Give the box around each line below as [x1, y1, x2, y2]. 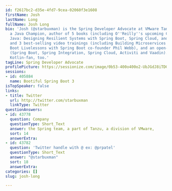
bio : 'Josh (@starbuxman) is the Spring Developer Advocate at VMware [5, 27, 159, 32]
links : [5, 88, 19, 93]
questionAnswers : [5, 107, 42, 112]
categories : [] [5, 169, 38, 174]
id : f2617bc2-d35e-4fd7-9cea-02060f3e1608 [5, 7, 97, 13]
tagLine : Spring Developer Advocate [5, 60, 83, 65]
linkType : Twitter [10, 103, 50, 108]
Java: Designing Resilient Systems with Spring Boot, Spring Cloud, [10, 36, 159, 41]
